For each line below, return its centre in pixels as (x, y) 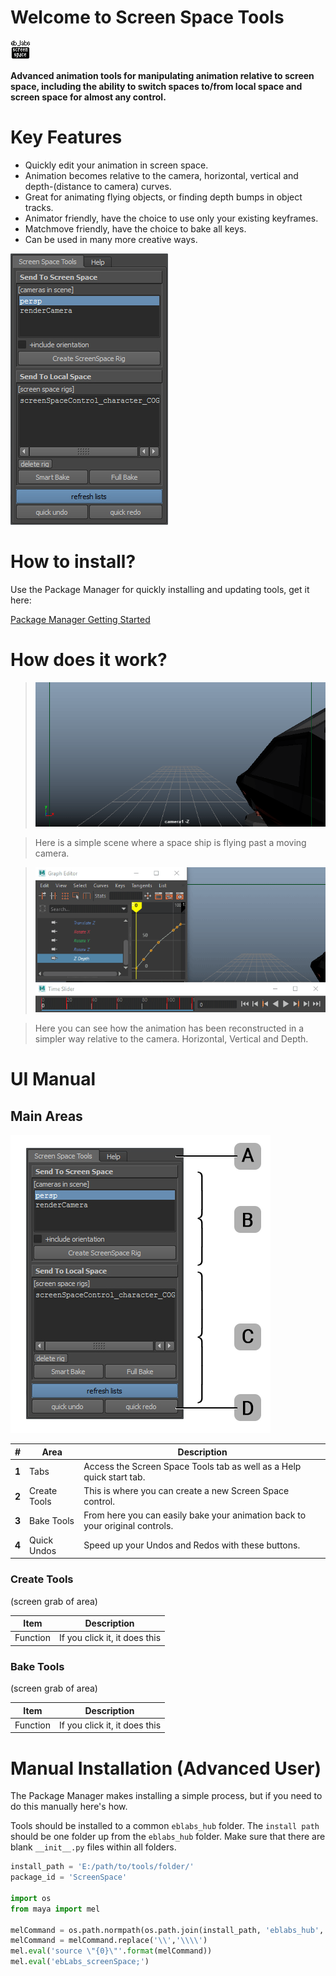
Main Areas (46, 1116)
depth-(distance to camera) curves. (98, 186)
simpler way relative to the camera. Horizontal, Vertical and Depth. (171, 1039)
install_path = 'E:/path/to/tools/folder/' (102, 1867)
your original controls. (128, 1526)
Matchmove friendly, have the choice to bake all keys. (135, 228)
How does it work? (89, 660)
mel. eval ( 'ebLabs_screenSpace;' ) (80, 1962)
